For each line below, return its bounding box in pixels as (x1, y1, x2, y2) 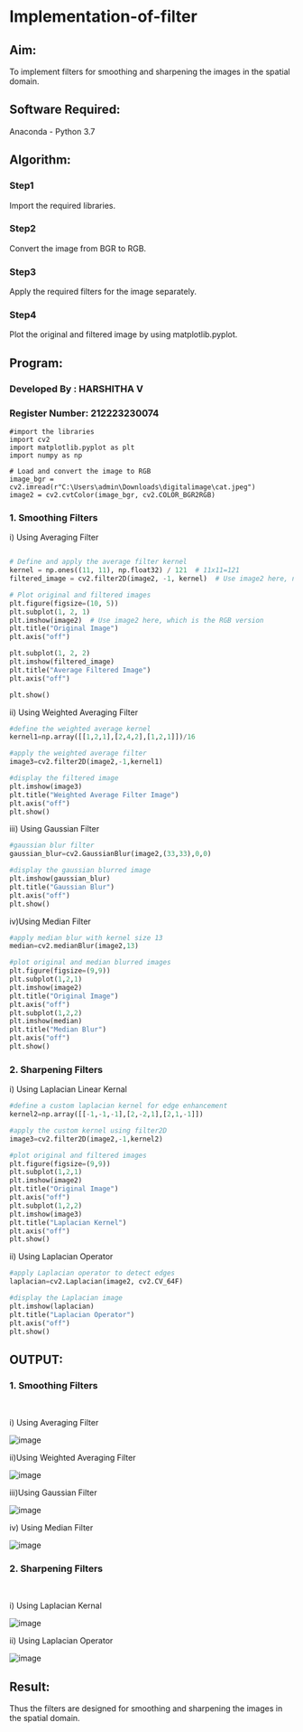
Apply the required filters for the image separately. (9, 287, 197, 297)
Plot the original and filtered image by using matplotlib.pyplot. (9, 329, 238, 340)
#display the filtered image (9, 774, 119, 783)
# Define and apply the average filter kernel (9, 558, 188, 567)
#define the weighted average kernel (9, 724, 151, 733)
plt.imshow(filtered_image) (9, 657, 115, 666)
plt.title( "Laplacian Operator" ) (9, 1310, 135, 1319)
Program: (9, 355, 63, 371)
